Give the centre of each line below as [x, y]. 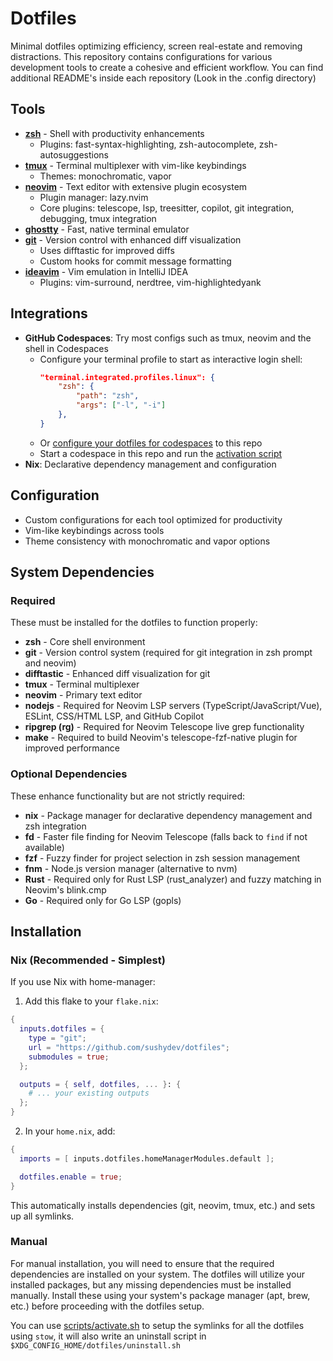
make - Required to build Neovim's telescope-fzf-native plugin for [161, 738]
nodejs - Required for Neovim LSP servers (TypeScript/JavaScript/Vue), [173, 706]
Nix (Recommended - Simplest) [88, 960]
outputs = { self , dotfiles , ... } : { [100, 1084]
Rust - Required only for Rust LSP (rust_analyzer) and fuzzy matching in [173, 879]
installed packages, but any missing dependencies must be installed [151, 1284]
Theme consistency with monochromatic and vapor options [147, 541]
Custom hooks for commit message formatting [135, 261]
